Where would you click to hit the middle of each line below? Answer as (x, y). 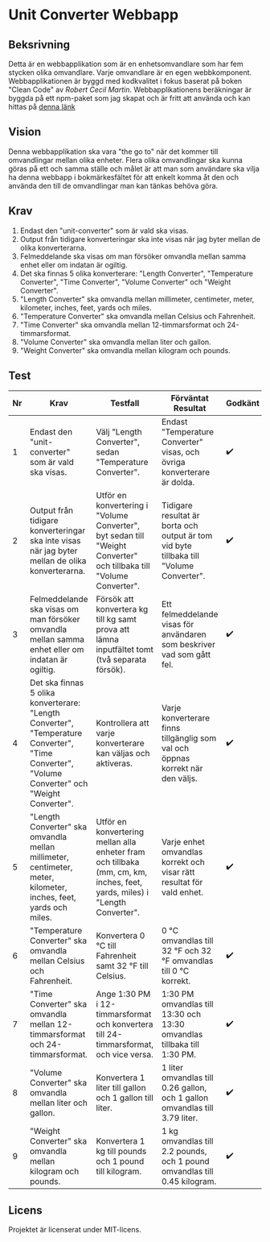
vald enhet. (182, 892)
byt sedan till (120, 536)
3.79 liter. (180, 1118)
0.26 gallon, (184, 1088)
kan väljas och (123, 754)
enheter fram (121, 852)
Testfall (125, 403)
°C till (106, 946)
